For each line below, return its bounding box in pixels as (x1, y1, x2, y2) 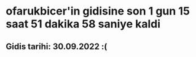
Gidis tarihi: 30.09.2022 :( (6, 41, 108, 52)
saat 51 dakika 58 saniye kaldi (6, 17, 161, 31)
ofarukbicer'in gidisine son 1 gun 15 (6, 4, 190, 18)
